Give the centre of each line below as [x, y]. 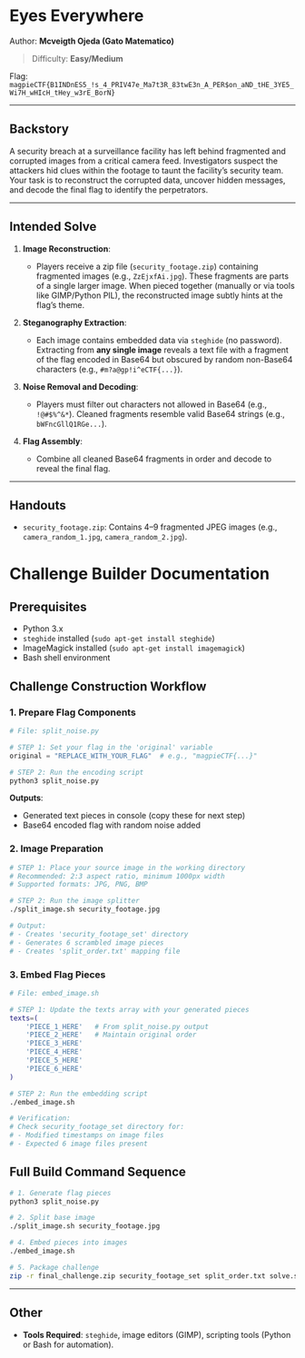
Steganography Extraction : [74, 322]
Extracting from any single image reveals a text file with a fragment [162, 350]
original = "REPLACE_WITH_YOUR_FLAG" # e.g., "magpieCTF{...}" [133, 756]
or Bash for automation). [68, 1344]
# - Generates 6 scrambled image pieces [87, 942]
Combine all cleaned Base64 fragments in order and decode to [154, 459]
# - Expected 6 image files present [79, 1144]
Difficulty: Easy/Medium [78, 58]
